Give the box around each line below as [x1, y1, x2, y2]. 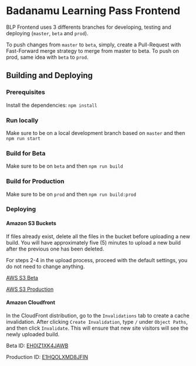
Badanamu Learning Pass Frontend [6, 4, 181, 18]
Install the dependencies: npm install [6, 101, 98, 109]
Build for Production [6, 177, 65, 185]
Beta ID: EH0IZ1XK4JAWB [6, 342, 69, 349]
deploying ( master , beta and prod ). [6, 29, 89, 36]
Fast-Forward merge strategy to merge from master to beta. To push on [6, 47, 179, 54]
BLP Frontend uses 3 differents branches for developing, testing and [6, 23, 171, 30]
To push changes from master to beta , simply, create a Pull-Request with [6, 41, 181, 48]
